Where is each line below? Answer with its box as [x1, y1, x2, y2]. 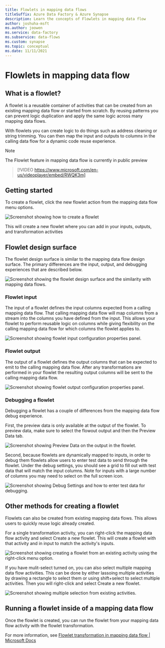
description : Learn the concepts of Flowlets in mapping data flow [5, 16, 146, 21]
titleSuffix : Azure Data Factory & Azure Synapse [5, 12, 109, 17]
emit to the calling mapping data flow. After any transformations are [5, 364, 141, 370]
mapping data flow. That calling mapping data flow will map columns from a [5, 310, 158, 316]
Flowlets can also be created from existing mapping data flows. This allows [5, 515, 157, 521]
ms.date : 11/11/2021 [5, 48, 48, 53]
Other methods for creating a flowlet [5, 502, 119, 511]
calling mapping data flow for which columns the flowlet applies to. [5, 326, 141, 332]
